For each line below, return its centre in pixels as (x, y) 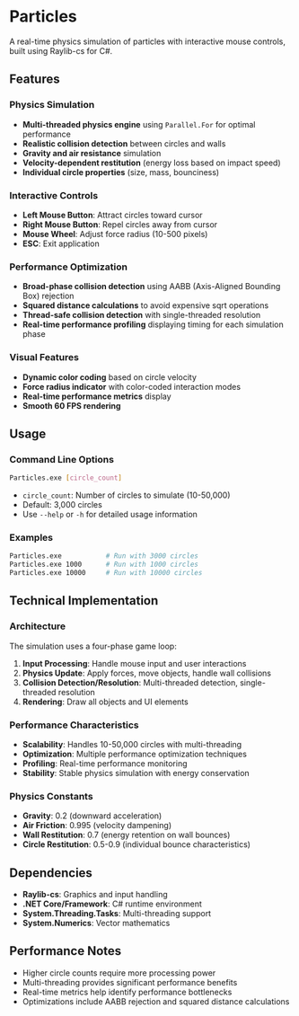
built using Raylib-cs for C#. (61, 50)
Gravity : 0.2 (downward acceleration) (92, 816)
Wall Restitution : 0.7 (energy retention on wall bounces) (126, 835)
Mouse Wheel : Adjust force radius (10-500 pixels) (115, 234)
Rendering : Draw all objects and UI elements (105, 702)
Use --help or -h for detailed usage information (110, 515)
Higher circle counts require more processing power (119, 973)
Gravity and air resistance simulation (92, 153)
